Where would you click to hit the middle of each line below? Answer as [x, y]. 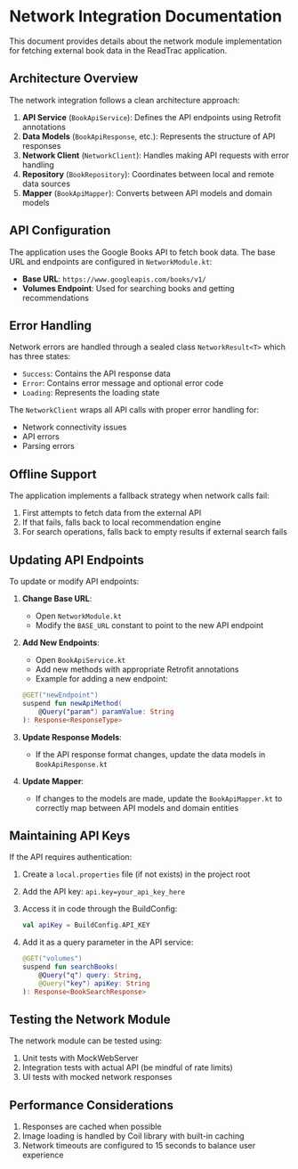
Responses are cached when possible [92, 1127]
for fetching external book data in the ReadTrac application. [118, 50]
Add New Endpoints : [60, 642]
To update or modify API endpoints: [74, 581]
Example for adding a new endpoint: [102, 679]
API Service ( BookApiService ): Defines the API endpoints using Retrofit [152, 117]
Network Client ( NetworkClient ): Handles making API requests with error [155, 155]
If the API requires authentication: [71, 857]
